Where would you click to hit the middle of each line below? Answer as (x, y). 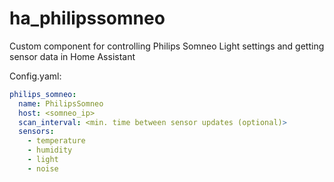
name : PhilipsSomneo (61, 103)
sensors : (36, 132)
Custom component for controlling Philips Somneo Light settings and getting (167, 46)
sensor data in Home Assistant (72, 56)
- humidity (50, 150)
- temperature (56, 141)
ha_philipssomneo (87, 18)
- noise (43, 168)
